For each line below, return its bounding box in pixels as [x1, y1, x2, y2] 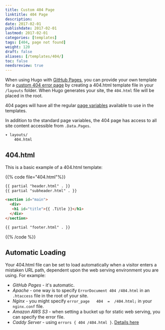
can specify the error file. [12, 313, 65, 320]
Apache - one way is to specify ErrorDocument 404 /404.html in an [12, 287, 150, 293]
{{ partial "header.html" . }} [5, 183, 70, 188]
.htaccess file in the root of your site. [12, 292, 88, 298]
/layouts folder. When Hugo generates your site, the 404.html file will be [5, 87, 154, 93]
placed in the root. [5, 93, 43, 99]
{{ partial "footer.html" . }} [5, 224, 70, 230]
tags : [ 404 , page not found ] [5, 40, 66, 45]
